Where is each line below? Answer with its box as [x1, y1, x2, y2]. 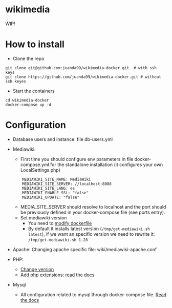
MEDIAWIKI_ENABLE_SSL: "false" [22, 190, 89, 195]
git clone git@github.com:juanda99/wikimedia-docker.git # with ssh [5, 65, 157, 70]
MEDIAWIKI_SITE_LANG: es [22, 186, 75, 191]
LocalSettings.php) [20, 167, 60, 173]
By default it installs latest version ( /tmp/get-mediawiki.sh [28, 225, 150, 232]
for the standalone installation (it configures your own [50, 161, 163, 168]
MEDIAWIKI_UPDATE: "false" [22, 195, 80, 200]
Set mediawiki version [20, 214, 67, 221]
